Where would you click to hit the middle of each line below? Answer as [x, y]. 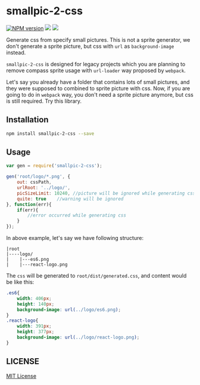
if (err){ [28, 210]
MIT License [21, 376]
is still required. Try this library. [44, 101]
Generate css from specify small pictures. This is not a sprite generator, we [98, 39]
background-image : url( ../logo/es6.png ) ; [69, 309]
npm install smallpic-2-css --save [50, 133]
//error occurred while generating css [77, 215]
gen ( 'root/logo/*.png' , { [38, 177]
